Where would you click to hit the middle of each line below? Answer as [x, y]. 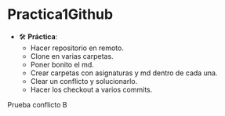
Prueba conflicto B [37, 104]
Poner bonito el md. [62, 64]
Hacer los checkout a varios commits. [91, 89]
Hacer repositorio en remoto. [77, 48]
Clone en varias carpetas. [72, 56]
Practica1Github [60, 14]
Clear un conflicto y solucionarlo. [84, 81]
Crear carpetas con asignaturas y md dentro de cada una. [124, 73]
